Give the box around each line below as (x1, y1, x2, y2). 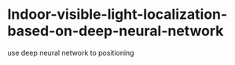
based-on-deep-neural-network (7, 22, 224, 40)
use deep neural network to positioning (7, 48, 134, 57)
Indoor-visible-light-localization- (7, 5, 228, 23)
